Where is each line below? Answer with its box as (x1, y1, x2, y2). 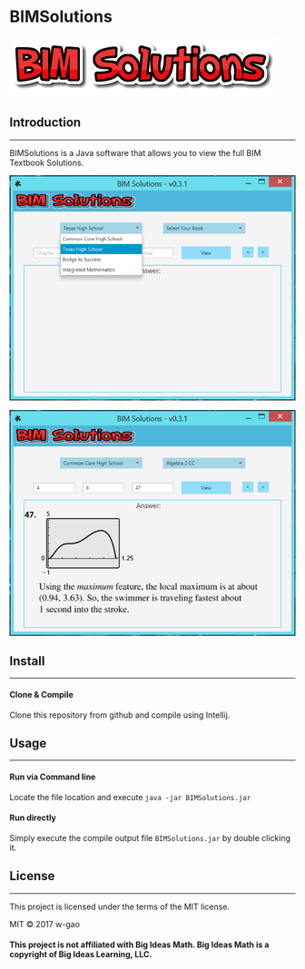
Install (9, 653, 45, 669)
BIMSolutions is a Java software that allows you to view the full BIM (9, 147, 261, 158)
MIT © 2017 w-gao (9, 918, 80, 929)
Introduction (9, 115, 82, 131)
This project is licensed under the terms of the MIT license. (9, 901, 230, 912)
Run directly (9, 812, 57, 823)
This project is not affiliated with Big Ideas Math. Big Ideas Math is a (9, 939, 270, 950)
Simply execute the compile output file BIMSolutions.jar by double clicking (9, 832, 290, 843)
